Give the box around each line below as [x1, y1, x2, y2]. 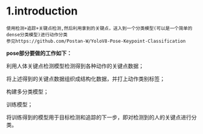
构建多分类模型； [6, 88, 49, 95]
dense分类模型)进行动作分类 [6, 31, 68, 37]
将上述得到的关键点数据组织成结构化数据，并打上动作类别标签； [6, 75, 165, 82]
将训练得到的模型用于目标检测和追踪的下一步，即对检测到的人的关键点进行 [6, 113, 192, 121]
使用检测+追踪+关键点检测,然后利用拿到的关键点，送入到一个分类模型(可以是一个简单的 [6, 25, 193, 31]
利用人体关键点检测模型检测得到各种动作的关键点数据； [6, 62, 144, 69]
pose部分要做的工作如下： [6, 49, 72, 57]
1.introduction [6, 4, 78, 18]
